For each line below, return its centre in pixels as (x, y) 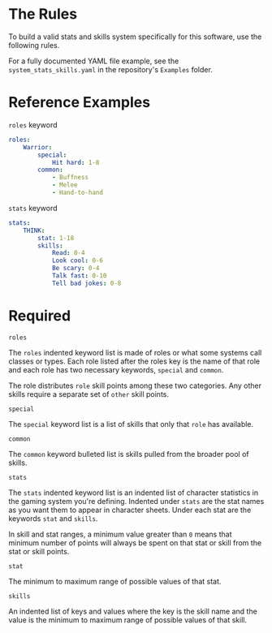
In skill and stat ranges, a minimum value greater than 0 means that (120, 534)
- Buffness (70, 178)
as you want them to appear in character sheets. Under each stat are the (130, 510)
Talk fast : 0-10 (79, 276)
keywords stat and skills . (53, 518)
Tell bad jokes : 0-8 (86, 283)
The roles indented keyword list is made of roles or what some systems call (135, 352)
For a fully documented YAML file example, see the (94, 61)
